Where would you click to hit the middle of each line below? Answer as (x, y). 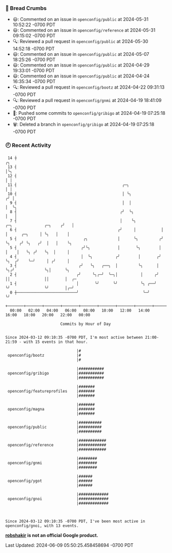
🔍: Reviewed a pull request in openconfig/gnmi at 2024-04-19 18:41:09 (87, 100)
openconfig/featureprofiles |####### (51, 391)
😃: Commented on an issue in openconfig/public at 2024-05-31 (80, 19)
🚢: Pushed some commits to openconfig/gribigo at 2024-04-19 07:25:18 (89, 113)
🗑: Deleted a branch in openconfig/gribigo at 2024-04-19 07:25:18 (83, 125)
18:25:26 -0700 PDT (34, 60)
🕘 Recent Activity (28, 146)
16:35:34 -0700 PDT (34, 81)
